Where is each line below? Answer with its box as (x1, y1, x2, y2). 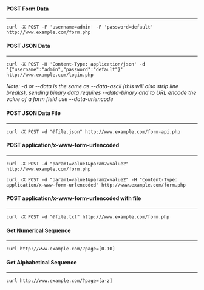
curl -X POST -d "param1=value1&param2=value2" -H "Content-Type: (6, 176, 178, 182)
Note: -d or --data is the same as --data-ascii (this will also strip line (6, 83, 179, 90)
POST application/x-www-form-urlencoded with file (6, 195, 141, 202)
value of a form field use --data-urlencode (6, 95, 114, 103)
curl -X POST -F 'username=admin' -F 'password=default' (6, 24, 154, 30)
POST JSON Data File (6, 109, 61, 117)
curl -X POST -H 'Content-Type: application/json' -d (6, 61, 146, 67)
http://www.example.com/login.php (6, 72, 94, 78)
